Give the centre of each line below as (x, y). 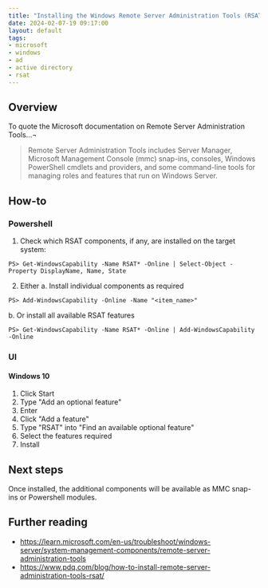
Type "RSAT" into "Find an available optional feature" (107, 428)
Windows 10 (29, 376)
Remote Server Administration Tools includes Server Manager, (130, 150)
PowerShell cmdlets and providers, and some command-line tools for (142, 168)
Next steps (36, 470)
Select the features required (66, 436)
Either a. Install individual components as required (102, 286)
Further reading (48, 522)
